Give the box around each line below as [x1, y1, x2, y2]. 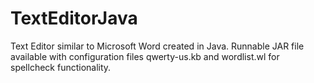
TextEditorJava [10, 7, 138, 30]
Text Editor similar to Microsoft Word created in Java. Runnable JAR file [10, 40, 305, 52]
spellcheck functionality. [10, 61, 112, 73]
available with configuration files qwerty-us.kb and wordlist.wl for [10, 50, 280, 62]
